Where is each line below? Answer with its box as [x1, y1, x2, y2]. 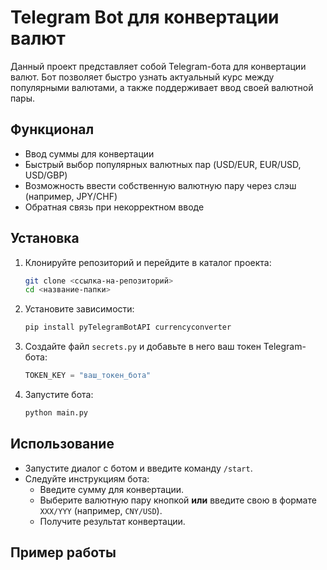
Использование [10, 436, 115, 453]
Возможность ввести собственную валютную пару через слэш [24, 179, 297, 191]
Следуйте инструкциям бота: [24, 472, 150, 485]
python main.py [24, 408, 89, 418]
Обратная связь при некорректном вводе [24, 201, 205, 213]
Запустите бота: [24, 389, 94, 401]
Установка [10, 230, 80, 247]
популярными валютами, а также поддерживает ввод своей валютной [10, 81, 314, 93]
